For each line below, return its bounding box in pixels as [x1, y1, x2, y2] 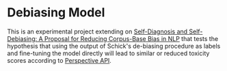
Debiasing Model [7, 5, 105, 20]
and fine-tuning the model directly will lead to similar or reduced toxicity [7, 49, 210, 57]
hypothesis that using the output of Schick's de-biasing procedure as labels [7, 42, 221, 50]
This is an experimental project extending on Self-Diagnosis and [7, 27, 188, 35]
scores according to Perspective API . [7, 56, 111, 64]
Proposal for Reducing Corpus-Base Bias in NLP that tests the [44, 34, 219, 42]
